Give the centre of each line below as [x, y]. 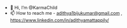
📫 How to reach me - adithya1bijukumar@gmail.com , [66, 13]
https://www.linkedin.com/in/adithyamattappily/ [59, 20]
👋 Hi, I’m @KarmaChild [34, 8]
